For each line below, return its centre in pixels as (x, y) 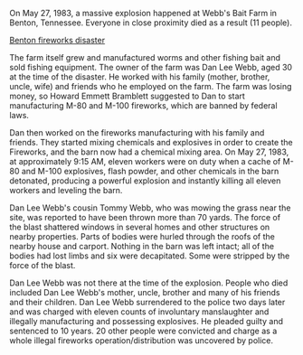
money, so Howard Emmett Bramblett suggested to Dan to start (128, 96)
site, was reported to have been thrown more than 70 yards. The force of (145, 217)
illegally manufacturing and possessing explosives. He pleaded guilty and (146, 321)
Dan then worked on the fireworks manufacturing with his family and (137, 133)
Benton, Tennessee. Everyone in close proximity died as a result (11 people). (151, 23)
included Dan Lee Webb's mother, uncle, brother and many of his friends (145, 292)
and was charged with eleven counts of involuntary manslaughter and (139, 312)
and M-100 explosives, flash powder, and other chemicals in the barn (150, 171)
